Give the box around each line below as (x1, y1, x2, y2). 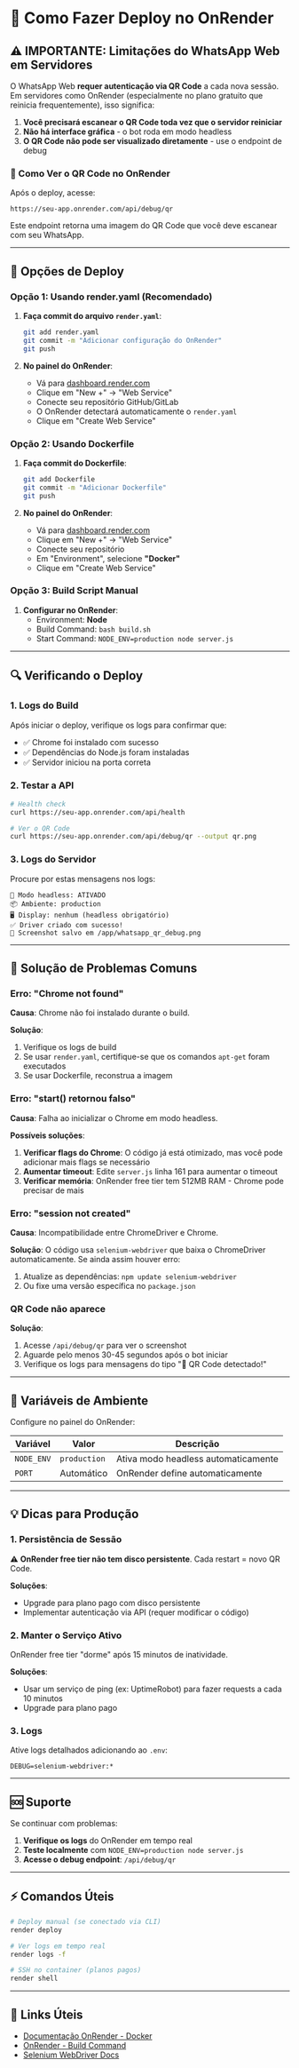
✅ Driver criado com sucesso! (10, 920, 123, 929)
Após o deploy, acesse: (10, 187, 96, 198)
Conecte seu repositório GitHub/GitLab (35, 396, 179, 407)
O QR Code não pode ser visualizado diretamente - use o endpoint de (22, 136, 282, 146)
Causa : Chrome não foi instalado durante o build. (10, 1007, 190, 1018)
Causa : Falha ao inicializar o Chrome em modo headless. (10, 1112, 218, 1123)
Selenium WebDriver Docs (22, 2049, 120, 2060)
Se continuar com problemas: (10, 1818, 118, 1829)
